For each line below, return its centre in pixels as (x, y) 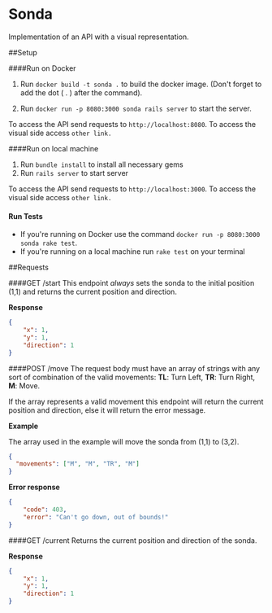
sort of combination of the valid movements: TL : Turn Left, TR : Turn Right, (132, 377)
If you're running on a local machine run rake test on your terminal (132, 252)
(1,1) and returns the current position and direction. (93, 292)
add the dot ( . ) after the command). (81, 92)
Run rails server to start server (74, 173)
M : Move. (24, 385)
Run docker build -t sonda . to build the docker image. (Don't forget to (141, 84)
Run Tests (26, 216)
